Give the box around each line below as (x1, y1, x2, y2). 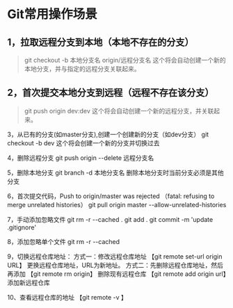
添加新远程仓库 (7, 278, 50, 286)
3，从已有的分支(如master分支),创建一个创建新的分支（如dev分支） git (7, 130, 209, 138)
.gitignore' (7, 223, 37, 232)
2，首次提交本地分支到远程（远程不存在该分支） (7, 87, 214, 99)
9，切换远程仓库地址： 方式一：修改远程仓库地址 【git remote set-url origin (7, 252, 223, 261)
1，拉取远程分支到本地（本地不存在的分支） (7, 36, 195, 48)
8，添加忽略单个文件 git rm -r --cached (7, 237, 120, 245)
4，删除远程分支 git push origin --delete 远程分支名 (7, 154, 154, 162)
